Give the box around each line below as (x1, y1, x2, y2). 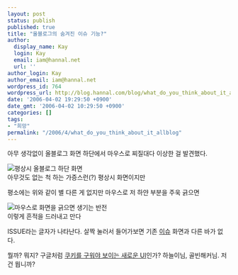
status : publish (7, 17, 55, 24)
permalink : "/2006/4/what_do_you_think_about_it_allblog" (7, 129, 182, 136)
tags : (7, 116, 23, 123)
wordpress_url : (7, 89, 52, 96)
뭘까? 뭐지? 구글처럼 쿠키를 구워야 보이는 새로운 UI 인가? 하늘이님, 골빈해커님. (7, 251, 220, 259)
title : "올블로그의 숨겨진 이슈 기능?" (7, 30, 108, 38)
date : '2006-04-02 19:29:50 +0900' (7, 96, 113, 103)
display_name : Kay (13, 43, 69, 50)
